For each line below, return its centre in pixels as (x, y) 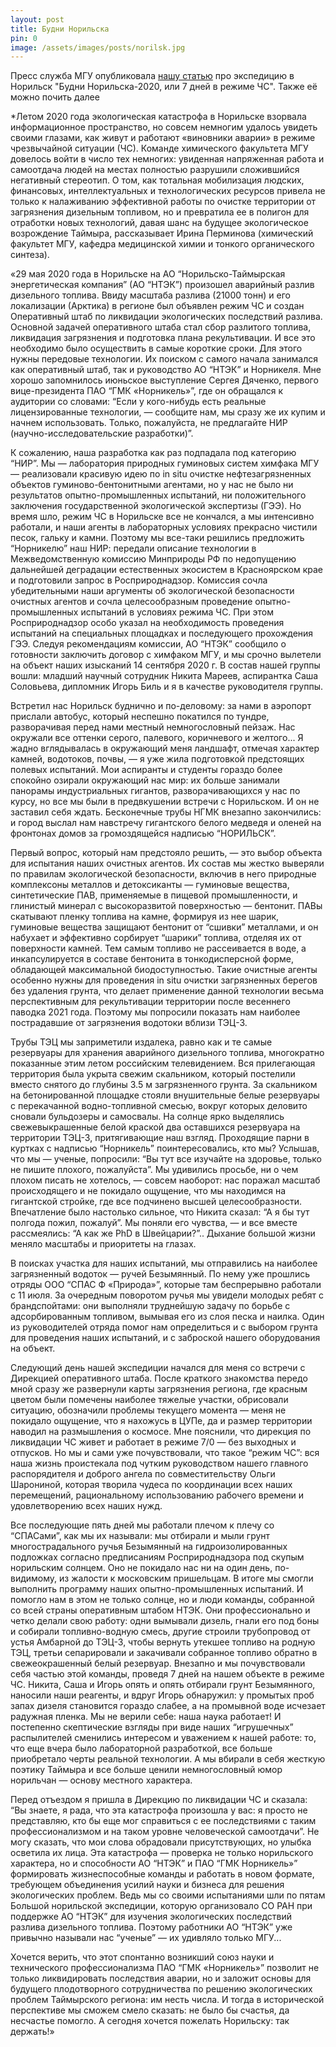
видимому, (34, 1578)
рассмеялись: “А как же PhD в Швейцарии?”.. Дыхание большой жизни (163, 1233)
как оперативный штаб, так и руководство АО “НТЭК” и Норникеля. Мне (166, 370)
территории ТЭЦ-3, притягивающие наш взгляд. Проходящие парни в (160, 1138)
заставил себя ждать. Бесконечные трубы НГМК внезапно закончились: (166, 812)
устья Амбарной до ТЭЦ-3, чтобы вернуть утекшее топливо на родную (163, 1642)
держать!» (32, 2032)
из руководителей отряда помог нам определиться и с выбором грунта (164, 1327)
